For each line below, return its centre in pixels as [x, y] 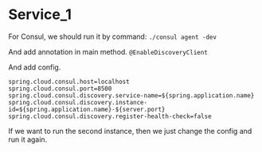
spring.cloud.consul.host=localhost [69, 82]
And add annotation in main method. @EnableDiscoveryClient [108, 51]
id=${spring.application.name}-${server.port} [87, 109]
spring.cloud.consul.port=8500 [60, 89]
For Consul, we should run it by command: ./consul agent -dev [113, 36]
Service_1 [40, 15]
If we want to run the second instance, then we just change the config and [130, 131]
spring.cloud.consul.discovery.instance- [78, 102]
